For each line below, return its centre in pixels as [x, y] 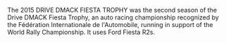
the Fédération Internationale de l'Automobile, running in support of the [110, 25]
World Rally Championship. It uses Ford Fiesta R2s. [81, 32]
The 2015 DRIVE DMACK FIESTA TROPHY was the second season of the [112, 10]
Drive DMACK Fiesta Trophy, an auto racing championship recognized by [113, 17]
